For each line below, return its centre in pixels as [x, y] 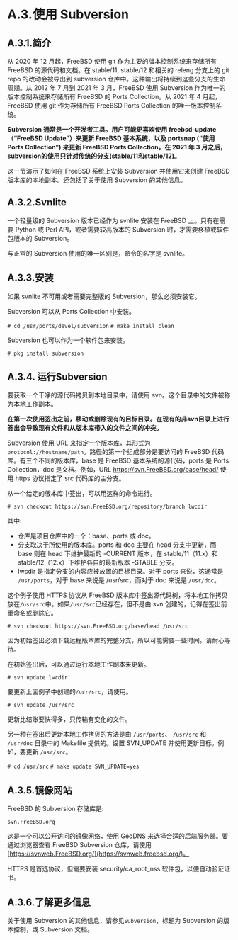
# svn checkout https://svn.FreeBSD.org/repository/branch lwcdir [107, 507]
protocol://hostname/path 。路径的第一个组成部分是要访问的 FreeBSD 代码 [116, 452]
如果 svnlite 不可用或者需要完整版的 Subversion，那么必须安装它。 [104, 296]
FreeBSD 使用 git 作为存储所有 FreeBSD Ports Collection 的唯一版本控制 [112, 106]
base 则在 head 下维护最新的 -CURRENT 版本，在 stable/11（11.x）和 [118, 554]
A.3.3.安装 [30, 278]
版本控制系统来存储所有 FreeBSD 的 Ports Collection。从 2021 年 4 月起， [114, 97]
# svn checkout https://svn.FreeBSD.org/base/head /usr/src [98, 627]
